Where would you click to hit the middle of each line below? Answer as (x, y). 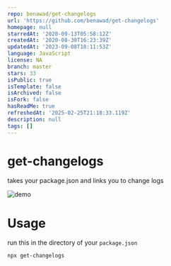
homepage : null (30, 27)
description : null (34, 119)
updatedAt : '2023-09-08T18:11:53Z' (60, 47)
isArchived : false (34, 93)
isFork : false (28, 100)
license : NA (25, 60)
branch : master (30, 67)
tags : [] (20, 126)
